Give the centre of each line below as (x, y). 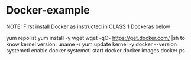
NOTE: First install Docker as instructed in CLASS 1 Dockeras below (88, 26)
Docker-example (48, 10)
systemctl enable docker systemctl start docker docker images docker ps (96, 50)
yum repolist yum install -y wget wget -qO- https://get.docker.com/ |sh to (96, 38)
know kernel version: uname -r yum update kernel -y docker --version (92, 44)
